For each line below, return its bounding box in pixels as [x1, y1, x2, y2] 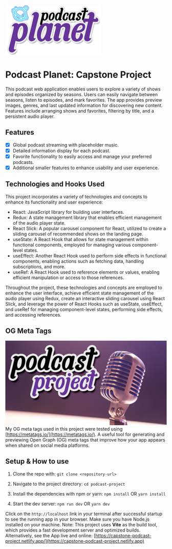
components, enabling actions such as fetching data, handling [12, 258, 144, 264]
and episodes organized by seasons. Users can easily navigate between [5, 91, 158, 97]
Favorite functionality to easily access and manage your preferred [12, 153, 152, 159]
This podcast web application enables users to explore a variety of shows [5, 86, 161, 92]
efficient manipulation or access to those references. [12, 274, 124, 281]
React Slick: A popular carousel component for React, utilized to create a [12, 225, 166, 231]
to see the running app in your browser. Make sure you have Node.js [5, 516, 149, 522]
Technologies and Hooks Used [5, 180, 105, 189]
